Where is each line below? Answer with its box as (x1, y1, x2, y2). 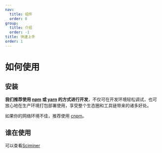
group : (5, 21, 19, 26)
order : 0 (9, 16, 27, 21)
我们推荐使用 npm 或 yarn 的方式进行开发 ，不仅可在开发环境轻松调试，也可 (5, 96, 157, 102)
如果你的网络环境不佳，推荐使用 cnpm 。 (5, 113, 87, 119)
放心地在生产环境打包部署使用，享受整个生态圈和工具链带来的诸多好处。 (5, 102, 151, 108)
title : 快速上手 (5, 35, 35, 40)
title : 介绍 (9, 25, 33, 30)
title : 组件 (9, 12, 33, 17)
